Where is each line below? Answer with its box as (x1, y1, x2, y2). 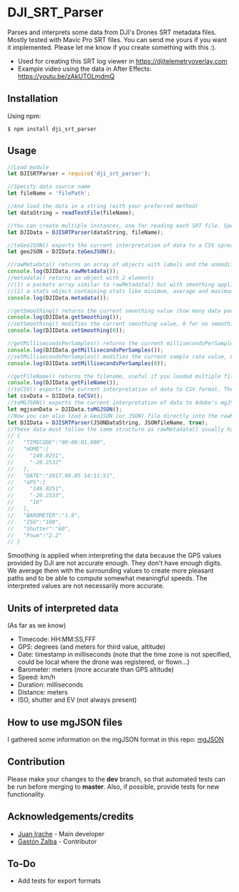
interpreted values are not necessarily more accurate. (7, 582, 165, 590)
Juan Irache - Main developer (17, 829, 105, 838)
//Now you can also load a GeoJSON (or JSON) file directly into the (7, 412, 218, 419)
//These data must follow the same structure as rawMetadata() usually (7, 426, 224, 433)
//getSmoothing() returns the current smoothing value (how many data (7, 307, 221, 314)
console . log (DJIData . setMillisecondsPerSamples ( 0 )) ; (7, 359, 167, 367)
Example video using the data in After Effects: (17, 64, 152, 73)
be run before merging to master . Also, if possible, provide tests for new (7, 782, 220, 791)
